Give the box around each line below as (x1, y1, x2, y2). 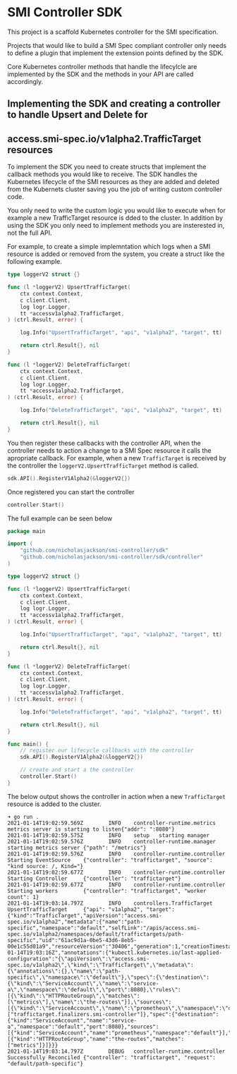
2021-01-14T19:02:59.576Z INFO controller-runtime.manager (7, 838, 217, 845)
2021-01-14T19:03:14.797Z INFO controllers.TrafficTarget (7, 900, 213, 907)
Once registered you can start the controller (7, 487, 135, 496)
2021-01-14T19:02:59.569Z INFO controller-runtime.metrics (7, 819, 217, 826)
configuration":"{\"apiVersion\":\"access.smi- (7, 955, 150, 963)
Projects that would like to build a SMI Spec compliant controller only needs (7, 41, 227, 49)
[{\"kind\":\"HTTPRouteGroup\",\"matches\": (7, 992, 140, 999)
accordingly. (7, 77, 44, 85)
